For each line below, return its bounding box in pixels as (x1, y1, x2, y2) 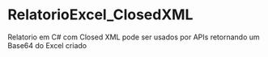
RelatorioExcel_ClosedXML (7, 6, 194, 24)
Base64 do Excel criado (7, 40, 87, 50)
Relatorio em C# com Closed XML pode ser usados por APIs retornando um (7, 32, 260, 42)
